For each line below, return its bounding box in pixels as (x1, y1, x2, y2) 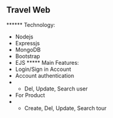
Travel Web (6, 5, 51, 15)
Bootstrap (15, 52, 40, 60)
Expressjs (15, 39, 40, 46)
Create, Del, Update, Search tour (24, 104, 107, 112)
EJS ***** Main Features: (15, 59, 79, 66)
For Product (15, 91, 45, 98)
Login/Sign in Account (15, 65, 71, 73)
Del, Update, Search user (24, 85, 88, 92)
